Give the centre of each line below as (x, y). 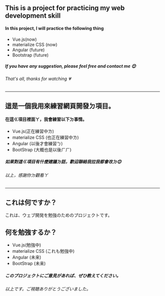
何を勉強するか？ (31, 232)
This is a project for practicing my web (65, 8)
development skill (33, 16)
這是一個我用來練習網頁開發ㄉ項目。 (60, 106)
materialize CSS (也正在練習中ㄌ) (45, 137)
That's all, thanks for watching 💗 (38, 79)
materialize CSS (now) (35, 44)
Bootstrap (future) (30, 55)
